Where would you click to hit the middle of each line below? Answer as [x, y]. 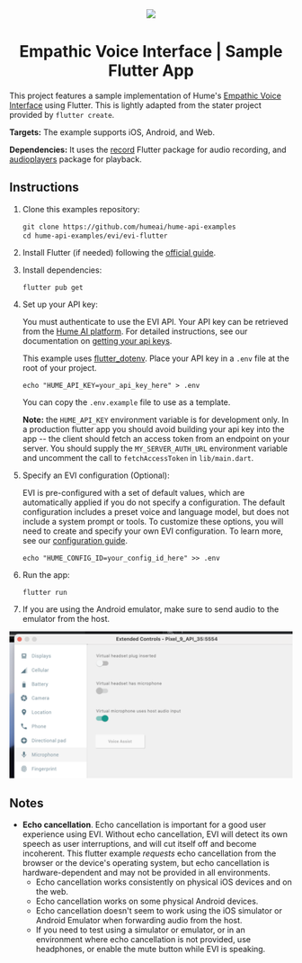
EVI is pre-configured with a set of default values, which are [133, 492]
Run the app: [46, 574]
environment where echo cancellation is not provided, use [143, 940]
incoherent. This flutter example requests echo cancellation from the [149, 853]
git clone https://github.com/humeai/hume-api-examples [129, 227]
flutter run [44, 592]
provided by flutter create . [62, 114]
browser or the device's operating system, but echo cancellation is [146, 863]
